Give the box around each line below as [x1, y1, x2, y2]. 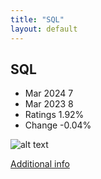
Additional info [10, 158, 70, 170]
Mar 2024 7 [24, 87, 74, 100]
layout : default [10, 24, 78, 34]
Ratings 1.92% [24, 109, 85, 121]
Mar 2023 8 [24, 98, 74, 110]
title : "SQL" [10, 14, 65, 25]
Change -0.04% [24, 119, 92, 131]
